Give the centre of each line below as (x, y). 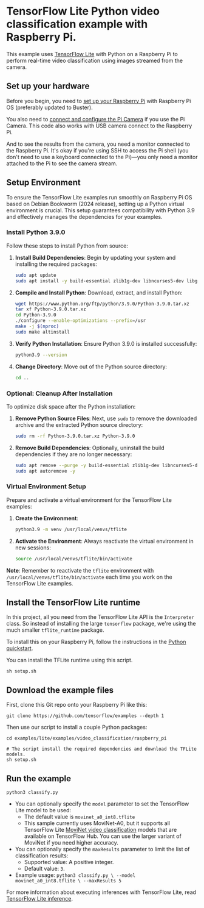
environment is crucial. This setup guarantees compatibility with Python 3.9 (101, 210)
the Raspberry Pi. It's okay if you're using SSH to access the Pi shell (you (98, 150)
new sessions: (33, 548)
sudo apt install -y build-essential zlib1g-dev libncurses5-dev (99, 281)
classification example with (77, 24)
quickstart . (20, 648)
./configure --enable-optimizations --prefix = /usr (80, 321)
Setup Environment (43, 183)
